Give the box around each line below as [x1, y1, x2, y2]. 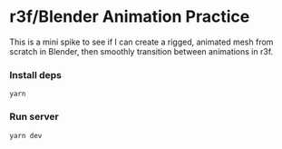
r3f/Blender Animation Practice [9, 6, 250, 27]
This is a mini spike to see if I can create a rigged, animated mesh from [9, 36, 274, 47]
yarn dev [9, 131, 43, 140]
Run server [9, 111, 59, 124]
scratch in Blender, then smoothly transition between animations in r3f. [9, 45, 274, 56]
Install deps [9, 68, 62, 81]
